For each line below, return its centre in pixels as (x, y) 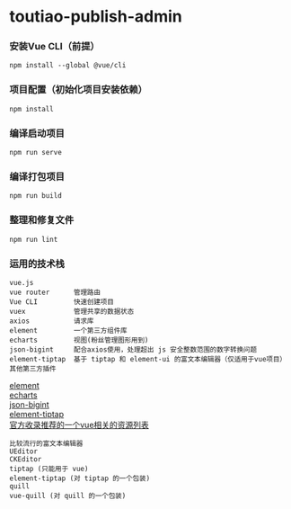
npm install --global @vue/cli (68, 66)
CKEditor (26, 459)
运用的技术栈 (37, 263)
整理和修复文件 (42, 220)
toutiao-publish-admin (96, 17)
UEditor (24, 451)
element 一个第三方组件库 (68, 330)
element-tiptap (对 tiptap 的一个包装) (80, 478)
